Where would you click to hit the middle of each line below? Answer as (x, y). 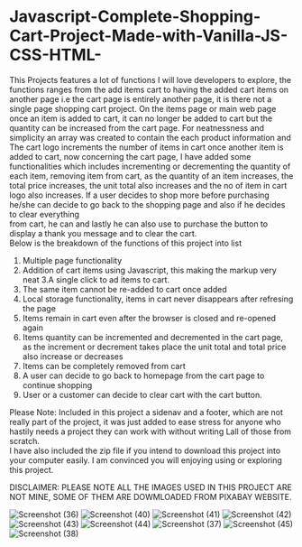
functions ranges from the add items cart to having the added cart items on (149, 89)
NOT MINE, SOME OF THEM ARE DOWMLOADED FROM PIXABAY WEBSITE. (151, 496)
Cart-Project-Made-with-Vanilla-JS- (149, 36)
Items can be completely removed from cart (104, 366)
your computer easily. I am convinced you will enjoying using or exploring (146, 460)
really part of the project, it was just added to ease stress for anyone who (145, 422)
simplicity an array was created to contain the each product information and (150, 137)
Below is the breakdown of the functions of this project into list (125, 243)
